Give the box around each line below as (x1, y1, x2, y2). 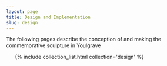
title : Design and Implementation (6, 14, 91, 20)
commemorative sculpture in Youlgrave (6, 42, 101, 49)
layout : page (6, 8, 38, 15)
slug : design (6, 19, 38, 25)
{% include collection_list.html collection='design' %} (14, 54, 144, 61)
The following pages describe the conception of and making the (6, 36, 162, 43)
